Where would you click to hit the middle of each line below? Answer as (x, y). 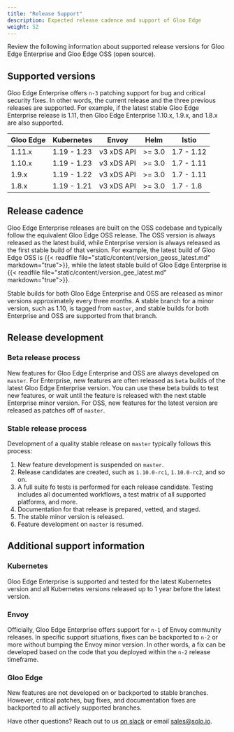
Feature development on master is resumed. (80, 524)
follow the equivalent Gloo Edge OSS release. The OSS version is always (111, 235)
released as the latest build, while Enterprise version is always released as (114, 243)
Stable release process (47, 428)
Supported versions (51, 76)
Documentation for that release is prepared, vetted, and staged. (109, 509)
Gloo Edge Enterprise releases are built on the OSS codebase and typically (115, 228)
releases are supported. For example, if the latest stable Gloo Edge (103, 108)
